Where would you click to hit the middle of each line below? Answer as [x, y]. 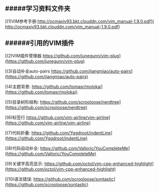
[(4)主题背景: [18, 87]
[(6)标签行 [15, 117]
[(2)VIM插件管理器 [23, 56]
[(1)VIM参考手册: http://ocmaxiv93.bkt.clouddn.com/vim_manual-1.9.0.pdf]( [79, 21]
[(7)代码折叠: [18, 133]
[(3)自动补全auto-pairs [28, 71]
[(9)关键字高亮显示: [24, 163]
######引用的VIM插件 [40, 43]
